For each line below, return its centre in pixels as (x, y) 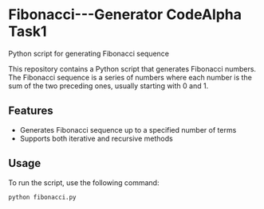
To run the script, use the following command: (84, 182)
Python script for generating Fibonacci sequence (89, 53)
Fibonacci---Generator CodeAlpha (125, 15)
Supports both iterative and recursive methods (96, 138)
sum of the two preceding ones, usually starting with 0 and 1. (108, 86)
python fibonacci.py (43, 197)
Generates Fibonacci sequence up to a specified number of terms (128, 130)
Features (31, 111)
